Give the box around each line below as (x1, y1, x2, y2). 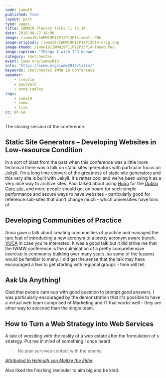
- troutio (14, 77, 35, 82)
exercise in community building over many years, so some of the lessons (5, 251, 155, 257)
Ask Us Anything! (5, 276, 61, 284)
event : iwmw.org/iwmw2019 (5, 59, 59, 64)
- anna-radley (14, 86, 43, 92)
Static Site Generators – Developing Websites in (5, 138, 157, 147)
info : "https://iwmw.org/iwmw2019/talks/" (5, 63, 95, 68)
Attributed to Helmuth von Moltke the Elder (5, 357, 93, 363)
